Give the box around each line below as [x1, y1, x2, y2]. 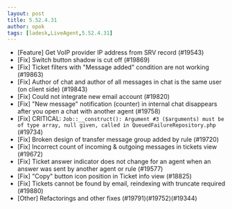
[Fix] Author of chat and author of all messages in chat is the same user [17, 78, 222, 87]
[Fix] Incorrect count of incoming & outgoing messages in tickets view [17, 143, 217, 151]
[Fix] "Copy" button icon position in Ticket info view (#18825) [17, 172, 193, 181]
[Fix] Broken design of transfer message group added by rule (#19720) [17, 136, 220, 144]
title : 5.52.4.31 [7, 17, 57, 24]
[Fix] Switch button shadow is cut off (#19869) [17, 56, 150, 64]
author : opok [7, 23, 45, 30]
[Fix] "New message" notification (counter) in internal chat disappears [17, 100, 217, 108]
